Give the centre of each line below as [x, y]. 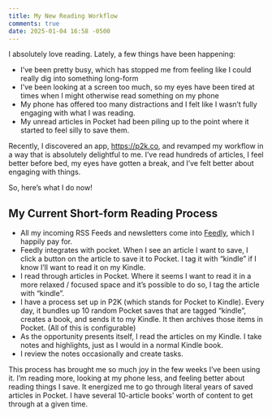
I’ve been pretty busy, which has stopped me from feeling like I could [136, 70]
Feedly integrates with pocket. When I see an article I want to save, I [134, 250]
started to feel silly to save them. [75, 130]
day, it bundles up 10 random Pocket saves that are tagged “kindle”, [133, 311]
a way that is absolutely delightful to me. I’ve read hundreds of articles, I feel [136, 154]
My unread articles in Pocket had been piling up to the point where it [134, 122]
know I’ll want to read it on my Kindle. [83, 267]
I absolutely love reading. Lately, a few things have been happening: [122, 54]
